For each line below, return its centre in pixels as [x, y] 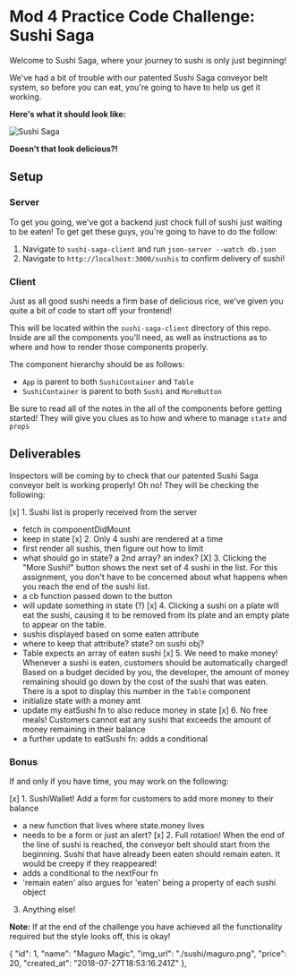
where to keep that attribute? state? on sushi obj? [113, 643]
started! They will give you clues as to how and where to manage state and [148, 417]
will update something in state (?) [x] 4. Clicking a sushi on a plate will [150, 605]
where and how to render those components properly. [109, 347]
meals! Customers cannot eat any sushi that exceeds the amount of [147, 719]
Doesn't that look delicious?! [64, 149]
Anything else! [49, 910]
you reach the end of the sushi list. [86, 586]
